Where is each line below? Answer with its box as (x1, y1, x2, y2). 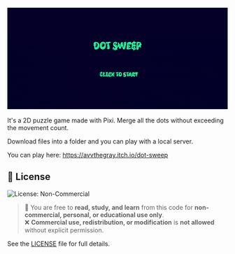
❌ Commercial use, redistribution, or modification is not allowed (24, 218, 215, 226)
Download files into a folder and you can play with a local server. (7, 137, 194, 146)
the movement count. (7, 123, 69, 132)
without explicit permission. (24, 225, 104, 234)
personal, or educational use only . (62, 211, 164, 219)
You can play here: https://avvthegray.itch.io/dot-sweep (7, 150, 169, 159)
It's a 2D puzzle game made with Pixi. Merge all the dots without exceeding (7, 116, 224, 125)
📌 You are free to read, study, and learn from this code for (24, 203, 194, 211)
